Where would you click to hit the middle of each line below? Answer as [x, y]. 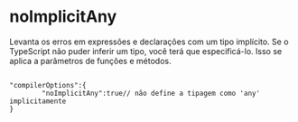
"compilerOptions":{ [48, 85]
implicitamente [38, 101]
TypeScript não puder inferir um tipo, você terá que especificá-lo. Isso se [146, 51]
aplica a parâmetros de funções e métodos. [90, 61]
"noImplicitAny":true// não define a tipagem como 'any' [151, 93]
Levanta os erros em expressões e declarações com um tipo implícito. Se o [149, 42]
